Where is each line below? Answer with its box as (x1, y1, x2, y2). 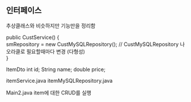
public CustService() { (6, 34, 60, 41)
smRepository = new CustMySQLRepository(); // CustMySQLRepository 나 (6, 40, 185, 48)
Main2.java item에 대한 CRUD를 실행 (6, 89, 92, 96)
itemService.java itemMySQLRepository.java (6, 77, 113, 84)
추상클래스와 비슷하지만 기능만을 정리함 (6, 22, 95, 29)
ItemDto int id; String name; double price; (6, 66, 105, 73)
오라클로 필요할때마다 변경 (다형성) (6, 48, 86, 55)
